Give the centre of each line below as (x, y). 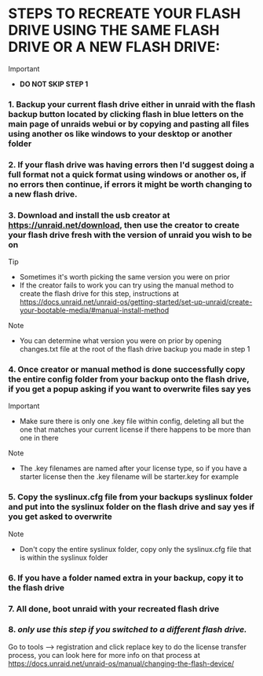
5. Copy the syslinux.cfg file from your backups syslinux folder (131, 497)
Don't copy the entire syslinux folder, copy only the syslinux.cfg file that (135, 549)
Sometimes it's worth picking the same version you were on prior (124, 277)
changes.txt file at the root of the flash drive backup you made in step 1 (135, 349)
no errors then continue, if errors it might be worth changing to (130, 184)
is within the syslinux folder (64, 557)
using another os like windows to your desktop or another (121, 133)
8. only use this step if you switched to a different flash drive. (128, 630)
